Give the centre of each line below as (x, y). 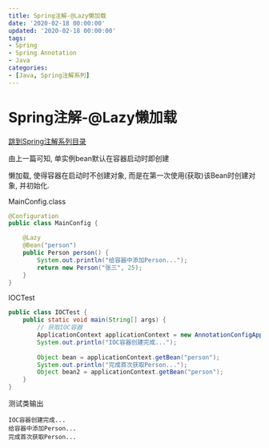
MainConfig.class (37, 201)
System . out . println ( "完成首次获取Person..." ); (112, 365)
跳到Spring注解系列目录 (47, 141)
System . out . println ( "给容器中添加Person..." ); (112, 260)
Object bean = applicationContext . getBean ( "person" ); (128, 357)
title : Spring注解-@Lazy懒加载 (57, 16)
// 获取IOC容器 (60, 328)
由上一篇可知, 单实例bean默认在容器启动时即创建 (89, 158)
